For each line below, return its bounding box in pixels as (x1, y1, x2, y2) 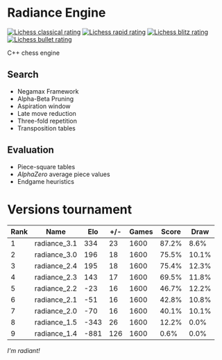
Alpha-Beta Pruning (17, 94, 74, 103)
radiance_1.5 (34, 317, 78, 327)
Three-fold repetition (17, 117, 78, 125)
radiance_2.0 (34, 306, 78, 316)
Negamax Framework (17, 87, 79, 95)
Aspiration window (17, 102, 71, 110)
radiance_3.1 (34, 238, 78, 248)
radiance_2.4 (34, 261, 78, 271)
